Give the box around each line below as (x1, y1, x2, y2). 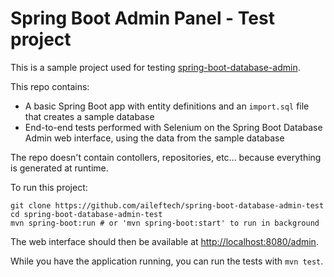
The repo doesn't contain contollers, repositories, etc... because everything (10, 151, 322, 163)
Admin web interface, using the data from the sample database (24, 132, 285, 144)
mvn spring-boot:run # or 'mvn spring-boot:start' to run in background (10, 218, 320, 228)
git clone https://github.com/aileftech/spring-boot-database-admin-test (10, 200, 325, 211)
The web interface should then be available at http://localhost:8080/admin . (10, 235, 319, 247)
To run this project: (10, 181, 88, 193)
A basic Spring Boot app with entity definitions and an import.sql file (24, 100, 310, 112)
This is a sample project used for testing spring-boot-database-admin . (10, 61, 301, 73)
